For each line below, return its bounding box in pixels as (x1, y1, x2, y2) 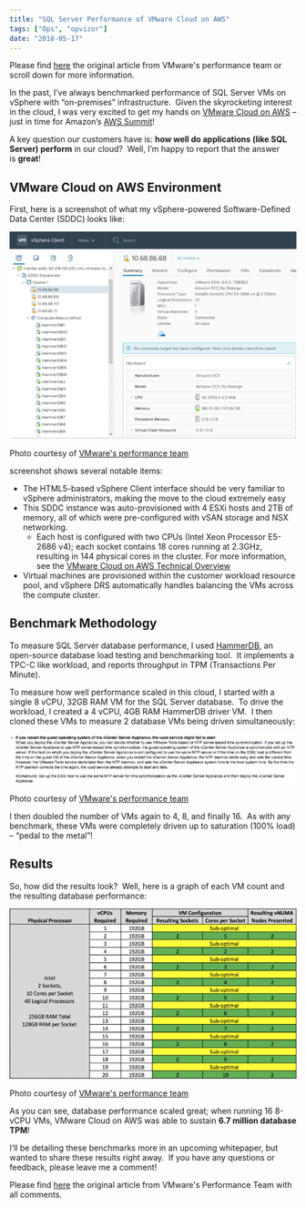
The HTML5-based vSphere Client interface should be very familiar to (22, 482, 285, 493)
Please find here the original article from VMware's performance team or (9, 60, 282, 71)
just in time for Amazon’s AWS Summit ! (9, 117, 155, 127)
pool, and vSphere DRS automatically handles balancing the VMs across (22, 579, 294, 591)
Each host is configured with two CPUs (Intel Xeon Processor (36, 531, 267, 542)
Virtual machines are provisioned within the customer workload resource (22, 570, 296, 581)
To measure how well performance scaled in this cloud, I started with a (9, 686, 275, 697)
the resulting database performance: (9, 890, 148, 901)
